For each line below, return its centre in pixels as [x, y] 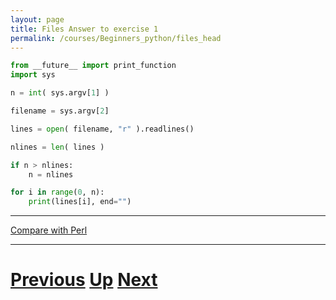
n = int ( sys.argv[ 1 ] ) [60, 93]
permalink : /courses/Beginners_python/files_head [116, 38]
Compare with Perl [49, 230]
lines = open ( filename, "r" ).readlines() [102, 129]
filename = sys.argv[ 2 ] [60, 111]
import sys [33, 75]
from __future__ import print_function [93, 66]
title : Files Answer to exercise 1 [84, 29]
